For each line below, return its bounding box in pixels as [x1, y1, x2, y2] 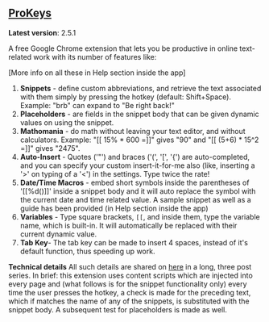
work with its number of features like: [33, 52, 157, 61]
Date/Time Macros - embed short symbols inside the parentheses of [19, 178, 250, 187]
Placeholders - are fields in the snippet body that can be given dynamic [19, 109, 259, 119]
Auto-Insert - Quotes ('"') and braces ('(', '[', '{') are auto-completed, [19, 152, 250, 161]
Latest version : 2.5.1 [8, 27, 77, 37]
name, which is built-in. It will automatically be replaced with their [19, 220, 238, 230]
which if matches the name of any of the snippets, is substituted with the [8, 296, 250, 306]
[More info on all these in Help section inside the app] [8, 68, 186, 77]
